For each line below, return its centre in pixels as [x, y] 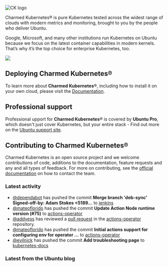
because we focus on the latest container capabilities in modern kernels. [80, 43]
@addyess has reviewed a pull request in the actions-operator [77, 219]
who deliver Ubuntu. [26, 28]
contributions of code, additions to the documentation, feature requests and [83, 163]
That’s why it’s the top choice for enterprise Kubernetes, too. [68, 48]
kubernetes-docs [30, 245]
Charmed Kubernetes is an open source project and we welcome [72, 158]
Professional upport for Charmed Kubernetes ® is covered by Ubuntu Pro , [82, 119]
